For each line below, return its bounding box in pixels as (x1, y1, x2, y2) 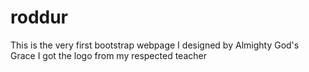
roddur (10, 6, 69, 29)
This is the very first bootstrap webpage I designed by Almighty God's (10, 39, 300, 51)
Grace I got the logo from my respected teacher (10, 49, 207, 61)
